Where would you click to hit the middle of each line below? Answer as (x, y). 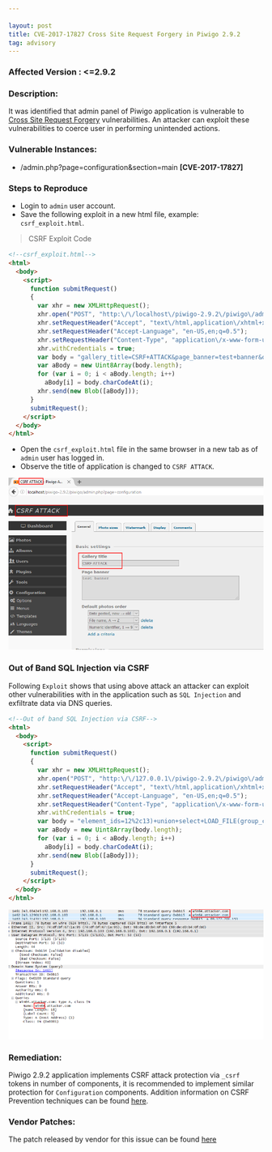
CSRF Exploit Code (59, 239)
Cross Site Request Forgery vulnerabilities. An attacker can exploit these (129, 120)
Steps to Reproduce (48, 188)
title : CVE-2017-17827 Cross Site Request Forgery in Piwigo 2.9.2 (125, 34)
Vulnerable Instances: (53, 150)
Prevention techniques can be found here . (79, 1101)
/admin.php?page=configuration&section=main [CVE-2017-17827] (132, 167)
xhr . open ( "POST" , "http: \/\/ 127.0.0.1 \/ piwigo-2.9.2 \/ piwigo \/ (146, 778)
